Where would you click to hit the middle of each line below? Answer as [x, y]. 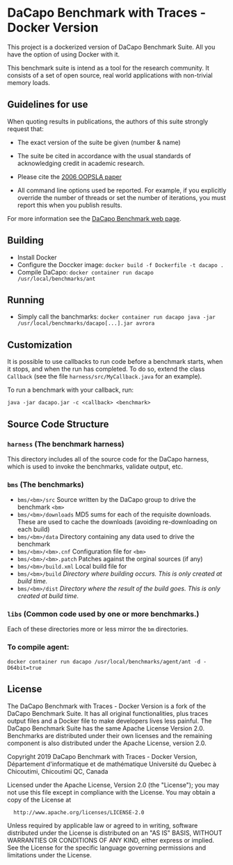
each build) [33, 529]
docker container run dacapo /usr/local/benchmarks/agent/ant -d [104, 661]
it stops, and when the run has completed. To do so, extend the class [106, 369]
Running [26, 300]
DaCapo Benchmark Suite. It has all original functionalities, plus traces [108, 713]
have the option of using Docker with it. [64, 54]
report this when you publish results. [70, 205]
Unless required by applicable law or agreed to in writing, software [103, 825]
